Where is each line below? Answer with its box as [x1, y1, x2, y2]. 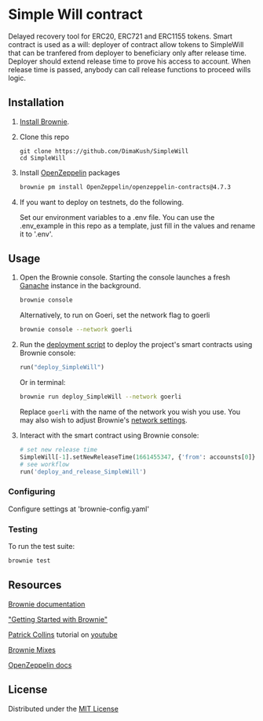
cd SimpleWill [19, 154, 66, 162]
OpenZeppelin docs [8, 660, 72, 669]
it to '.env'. [19, 229, 53, 239]
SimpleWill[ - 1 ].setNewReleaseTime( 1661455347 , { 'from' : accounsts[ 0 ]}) [19, 453, 259, 461]
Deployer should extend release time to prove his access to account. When [8, 57, 251, 66]
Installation [8, 96, 64, 109]
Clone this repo [19, 132, 69, 141]
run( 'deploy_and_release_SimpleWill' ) [19, 467, 147, 476]
